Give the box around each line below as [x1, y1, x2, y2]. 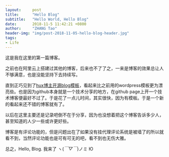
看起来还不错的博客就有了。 [9, 101, 67, 107]
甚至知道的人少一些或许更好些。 [5, 118, 71, 124]
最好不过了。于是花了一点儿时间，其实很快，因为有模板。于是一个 [22, 95, 159, 101]
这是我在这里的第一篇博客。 [5, 54, 63, 60]
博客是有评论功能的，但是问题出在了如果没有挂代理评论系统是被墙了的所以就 [5, 129, 164, 135]
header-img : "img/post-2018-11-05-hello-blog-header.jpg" [5, 31, 129, 36]
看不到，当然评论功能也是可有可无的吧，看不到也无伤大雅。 [5, 135, 129, 141]
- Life [5, 40, 19, 45]
